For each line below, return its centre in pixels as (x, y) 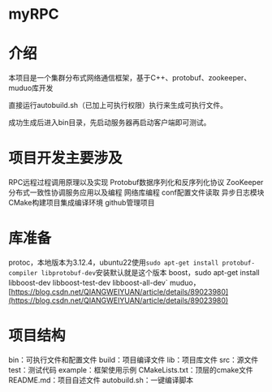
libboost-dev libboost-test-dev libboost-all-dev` (88, 282)
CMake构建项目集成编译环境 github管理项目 (82, 203)
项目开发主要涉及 (66, 158)
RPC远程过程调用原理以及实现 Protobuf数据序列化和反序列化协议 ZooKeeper (136, 183)
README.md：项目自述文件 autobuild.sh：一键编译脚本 (101, 380)
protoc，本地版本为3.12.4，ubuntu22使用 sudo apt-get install (114, 262)
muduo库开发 (31, 88)
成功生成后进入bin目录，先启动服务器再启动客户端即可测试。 (110, 123)
